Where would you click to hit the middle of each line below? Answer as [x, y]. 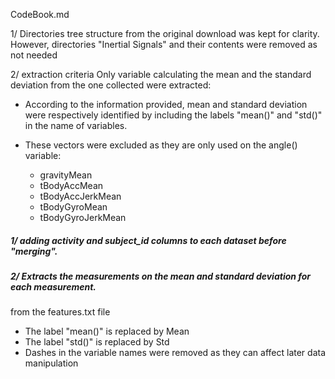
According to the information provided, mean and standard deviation [166, 104]
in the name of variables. [76, 125]
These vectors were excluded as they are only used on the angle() [161, 145]
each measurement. [53, 286]
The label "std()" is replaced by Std [97, 342]
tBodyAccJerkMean [80, 196]
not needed [34, 55]
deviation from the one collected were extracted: [111, 85]
